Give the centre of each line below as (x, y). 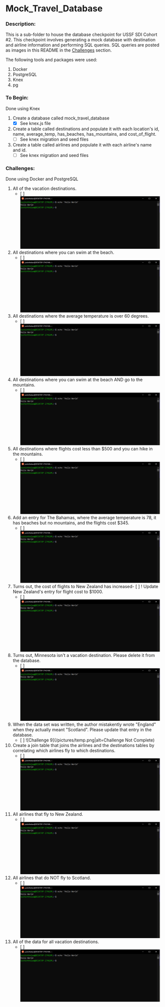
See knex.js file (35, 123)
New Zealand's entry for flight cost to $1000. (58, 592)
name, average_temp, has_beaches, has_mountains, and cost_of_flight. (84, 134)
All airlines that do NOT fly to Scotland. (52, 878)
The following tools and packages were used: (51, 60)
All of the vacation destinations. (45, 189)
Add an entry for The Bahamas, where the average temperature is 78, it (84, 517)
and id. (20, 150)
